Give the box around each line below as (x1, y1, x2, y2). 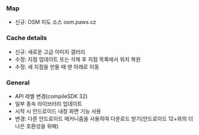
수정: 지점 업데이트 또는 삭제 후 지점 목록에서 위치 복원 (14, 56, 141, 63)
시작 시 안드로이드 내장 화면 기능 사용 (14, 108, 102, 115)
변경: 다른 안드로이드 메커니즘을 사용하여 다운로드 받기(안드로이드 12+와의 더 (14, 115, 194, 122)
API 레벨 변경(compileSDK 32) (14, 93, 88, 100)
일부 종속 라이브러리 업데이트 (14, 100, 82, 107)
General (6, 78, 30, 87)
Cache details (6, 34, 47, 42)
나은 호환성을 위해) (14, 122, 59, 130)
